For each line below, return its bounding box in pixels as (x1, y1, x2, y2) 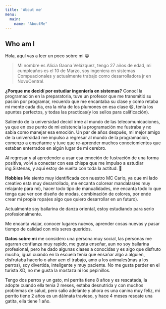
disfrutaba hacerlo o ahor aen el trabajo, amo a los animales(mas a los (5, 257, 149, 263)
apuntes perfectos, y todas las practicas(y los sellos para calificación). (5, 109, 150, 115)
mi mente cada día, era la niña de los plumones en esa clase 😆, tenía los (5, 104, 154, 110)
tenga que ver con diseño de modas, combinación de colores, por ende (5, 191, 151, 197)
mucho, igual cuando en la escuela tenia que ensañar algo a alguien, (5, 252, 145, 258)
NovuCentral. (17, 78, 45, 85)
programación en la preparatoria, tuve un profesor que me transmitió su (5, 93, 152, 100)
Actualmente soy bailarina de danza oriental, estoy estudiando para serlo (5, 206, 155, 212)
